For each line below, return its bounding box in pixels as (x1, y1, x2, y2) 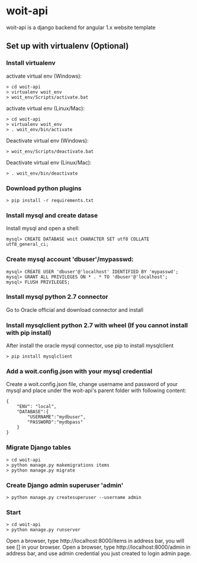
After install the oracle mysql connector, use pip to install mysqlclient (6, 342, 174, 349)
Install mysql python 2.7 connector (6, 293, 108, 301)
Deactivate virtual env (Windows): (6, 137, 89, 144)
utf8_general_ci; (6, 242, 49, 248)
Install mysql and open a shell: (6, 224, 80, 232)
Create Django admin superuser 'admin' (6, 481, 124, 489)
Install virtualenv (6, 59, 56, 67)
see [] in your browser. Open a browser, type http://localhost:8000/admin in (6, 543, 191, 551)
